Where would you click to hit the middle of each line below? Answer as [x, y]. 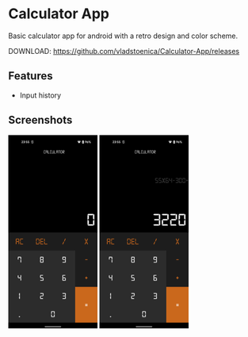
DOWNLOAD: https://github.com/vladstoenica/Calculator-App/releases [124, 51]
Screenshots [40, 120]
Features [31, 76]
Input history [40, 95]
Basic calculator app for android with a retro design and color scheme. [123, 36]
